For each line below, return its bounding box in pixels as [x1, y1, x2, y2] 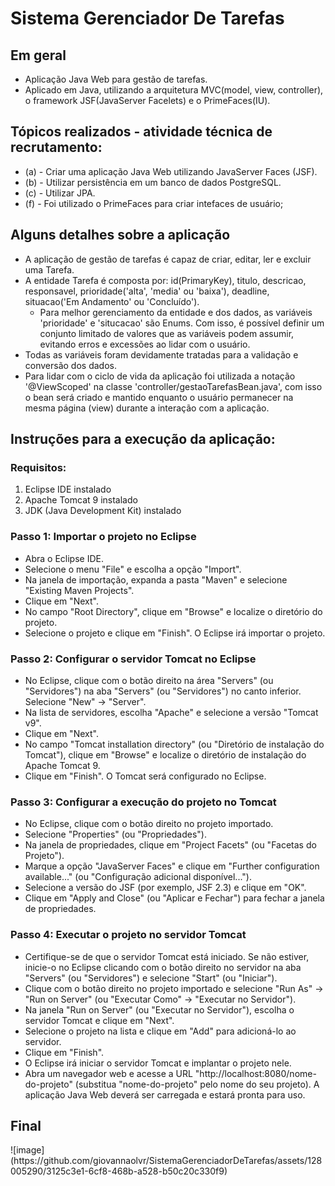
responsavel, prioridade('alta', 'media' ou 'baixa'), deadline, [24, 285, 270, 297]
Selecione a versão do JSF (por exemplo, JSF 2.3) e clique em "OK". [24, 882, 307, 894]
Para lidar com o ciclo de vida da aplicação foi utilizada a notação [24, 370, 296, 382]
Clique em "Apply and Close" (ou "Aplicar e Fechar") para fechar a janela [24, 892, 325, 904]
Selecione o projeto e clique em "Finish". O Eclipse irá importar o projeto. [24, 627, 326, 639]
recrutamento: [10, 139, 103, 156]
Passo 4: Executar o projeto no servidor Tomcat [10, 928, 247, 942]
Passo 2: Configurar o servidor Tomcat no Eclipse [10, 652, 257, 666]
